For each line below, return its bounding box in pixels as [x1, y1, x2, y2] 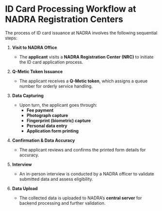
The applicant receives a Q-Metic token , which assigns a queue [19, 78, 148, 84]
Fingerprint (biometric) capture [26, 117, 91, 123]
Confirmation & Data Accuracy [12, 137, 75, 143]
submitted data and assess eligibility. [19, 176, 94, 182]
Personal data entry [26, 123, 67, 129]
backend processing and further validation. [19, 200, 106, 206]
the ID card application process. [19, 59, 83, 65]
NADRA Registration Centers [5, 14, 124, 25]
